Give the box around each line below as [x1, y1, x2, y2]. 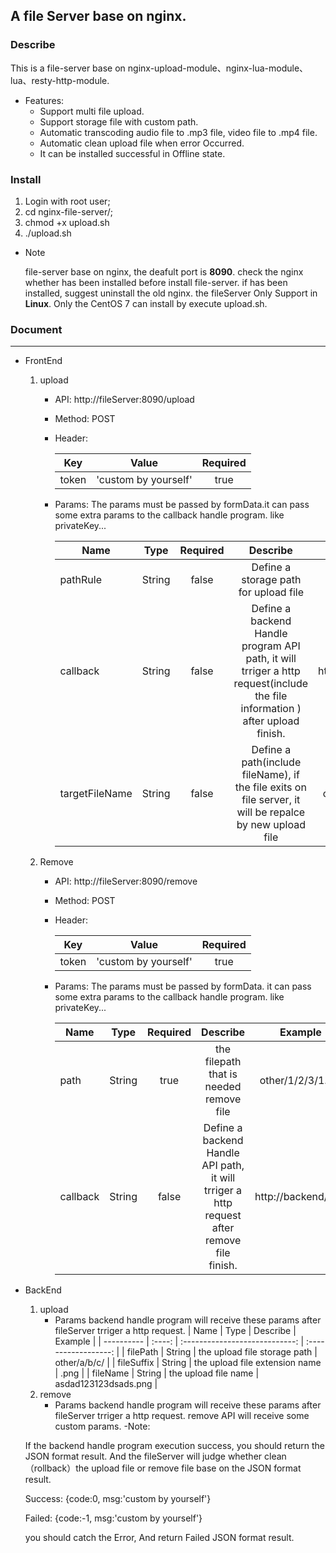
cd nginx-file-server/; [24, 205, 114, 218]
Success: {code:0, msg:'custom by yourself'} [24, 1493, 212, 1505]
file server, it [241, 793, 301, 807]
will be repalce [236, 805, 306, 819]
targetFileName [59, 787, 133, 801]
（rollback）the [24, 1462, 90, 1474]
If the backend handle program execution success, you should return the [24, 1440, 325, 1452]
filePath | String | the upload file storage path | [126, 1346, 318, 1358]
